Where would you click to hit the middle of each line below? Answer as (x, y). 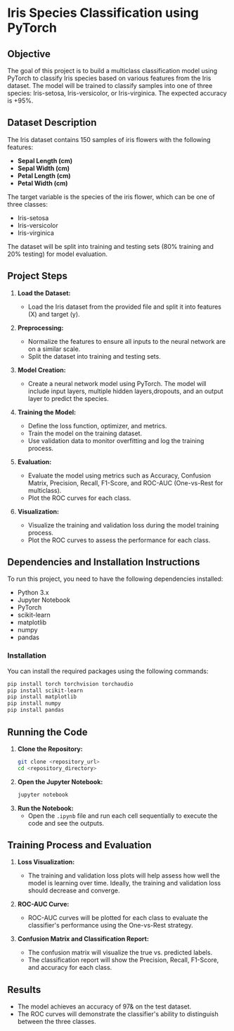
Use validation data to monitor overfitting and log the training (116, 440)
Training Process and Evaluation (80, 845)
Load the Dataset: (44, 293)
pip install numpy (34, 704)
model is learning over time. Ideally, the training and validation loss (124, 883)
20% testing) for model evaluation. (57, 254)
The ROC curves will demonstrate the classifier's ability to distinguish (118, 1014)
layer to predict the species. (68, 398)
